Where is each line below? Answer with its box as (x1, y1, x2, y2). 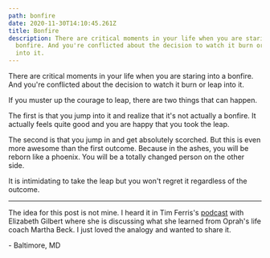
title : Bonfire (8, 27, 59, 35)
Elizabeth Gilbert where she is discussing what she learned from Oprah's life (8, 216, 262, 226)
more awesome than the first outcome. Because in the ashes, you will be (8, 144, 249, 153)
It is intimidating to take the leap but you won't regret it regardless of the (8, 176, 247, 186)
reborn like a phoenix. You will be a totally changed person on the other (8, 152, 245, 162)
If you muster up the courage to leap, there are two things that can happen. (8, 96, 258, 104)
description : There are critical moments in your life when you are (8, 34, 243, 43)
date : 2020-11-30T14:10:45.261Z (8, 19, 117, 27)
